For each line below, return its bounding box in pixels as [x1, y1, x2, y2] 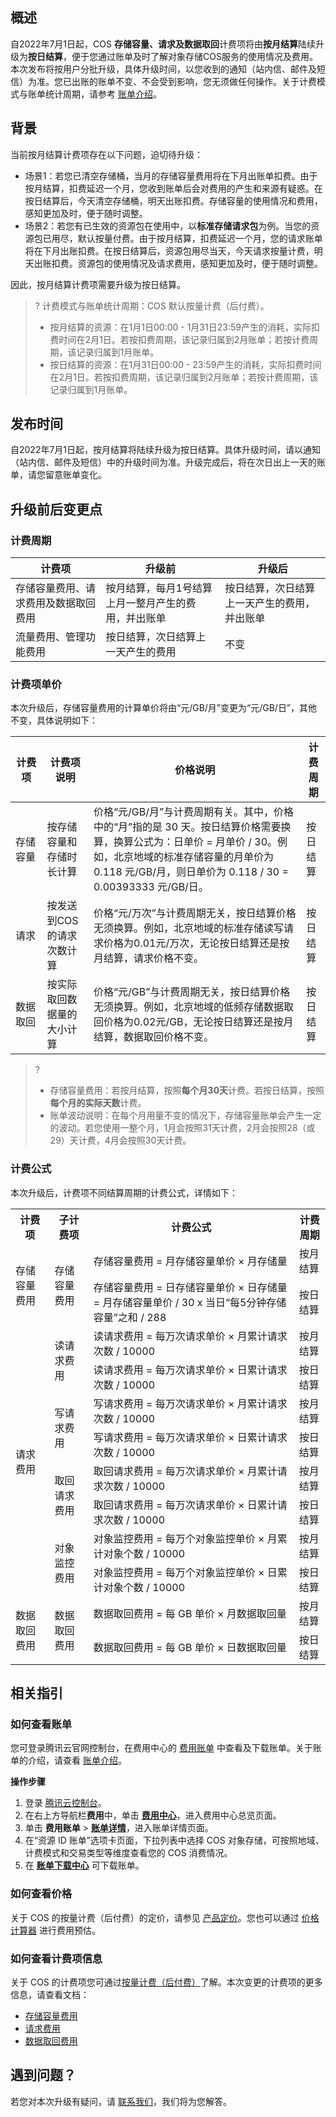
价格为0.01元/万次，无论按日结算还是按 [103, 936, 290, 950]
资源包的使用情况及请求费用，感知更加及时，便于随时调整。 [77, 257, 323, 269]
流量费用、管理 [15, 630, 87, 644]
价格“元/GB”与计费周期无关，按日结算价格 [93, 985, 291, 999]
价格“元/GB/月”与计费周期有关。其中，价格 [93, 805, 294, 819]
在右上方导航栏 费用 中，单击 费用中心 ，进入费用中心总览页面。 [24, 1809, 282, 1822]
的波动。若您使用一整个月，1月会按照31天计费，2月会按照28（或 [49, 1122, 316, 1134]
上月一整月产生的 [105, 596, 187, 610]
